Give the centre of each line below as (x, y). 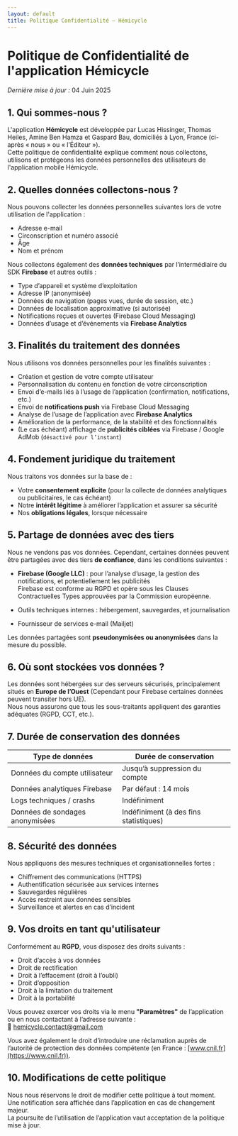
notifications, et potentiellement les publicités (84, 581)
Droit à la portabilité (46, 998)
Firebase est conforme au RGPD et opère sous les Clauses (103, 588)
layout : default (31, 14)
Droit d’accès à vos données (59, 960)
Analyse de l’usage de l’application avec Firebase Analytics (105, 414)
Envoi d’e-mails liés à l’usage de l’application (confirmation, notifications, (124, 392)
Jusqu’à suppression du (161, 768)
